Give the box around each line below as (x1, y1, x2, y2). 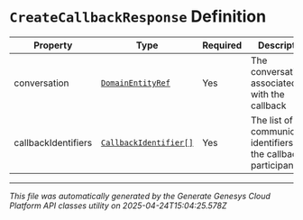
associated (251, 77, 298, 89)
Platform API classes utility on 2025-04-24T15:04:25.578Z (9, 200, 227, 211)
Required (202, 39, 243, 51)
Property (32, 39, 73, 51)
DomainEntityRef (100, 78, 171, 87)
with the (251, 87, 286, 100)
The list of (251, 114, 293, 126)
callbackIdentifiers (14, 136, 93, 149)
